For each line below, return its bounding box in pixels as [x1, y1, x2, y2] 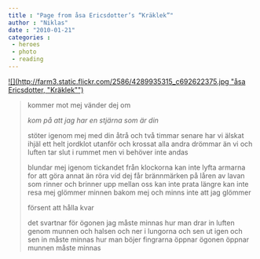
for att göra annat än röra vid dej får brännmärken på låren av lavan [27, 170, 245, 181]
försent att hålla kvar [27, 202, 94, 212]
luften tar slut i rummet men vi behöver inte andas [27, 147, 189, 157]
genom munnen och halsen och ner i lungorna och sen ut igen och [27, 226, 244, 235]
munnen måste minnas [27, 243, 101, 252]
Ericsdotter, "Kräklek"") [8, 85, 84, 94]
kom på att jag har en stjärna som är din [27, 115, 159, 125]
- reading [11, 56, 44, 64]
